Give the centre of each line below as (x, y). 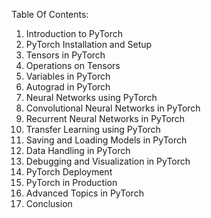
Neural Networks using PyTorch (91, 97)
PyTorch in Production (71, 182)
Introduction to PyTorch (74, 33)
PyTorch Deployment (69, 172)
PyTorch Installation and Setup (89, 44)
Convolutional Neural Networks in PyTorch (113, 108)
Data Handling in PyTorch (78, 150)
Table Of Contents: (50, 14)
